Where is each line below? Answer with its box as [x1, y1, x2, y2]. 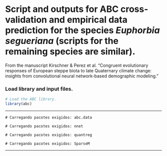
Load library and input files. [5, 85, 73, 92]
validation [5, 14, 47, 25]
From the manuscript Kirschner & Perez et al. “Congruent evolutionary [5, 62, 149, 68]
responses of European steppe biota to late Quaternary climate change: [5, 67, 152, 73]
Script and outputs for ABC [5, 3, 119, 15]
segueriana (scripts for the [5, 35, 119, 47]
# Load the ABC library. [5, 97, 57, 102]
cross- [120, 3, 149, 15]
